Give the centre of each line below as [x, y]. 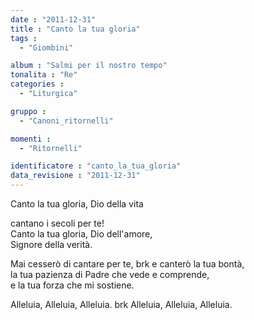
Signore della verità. [51, 244]
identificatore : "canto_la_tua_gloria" [96, 166]
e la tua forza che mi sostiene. [72, 285]
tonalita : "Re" [44, 75]
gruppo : [28, 111]
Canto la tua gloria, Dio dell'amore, [81, 234]
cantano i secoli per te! [57, 223]
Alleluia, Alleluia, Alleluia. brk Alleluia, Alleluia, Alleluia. [121, 304]
